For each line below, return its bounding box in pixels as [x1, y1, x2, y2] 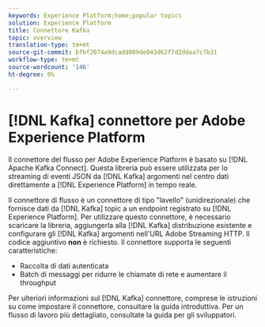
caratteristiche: [8, 245, 58, 255]
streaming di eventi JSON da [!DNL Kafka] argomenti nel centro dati [8, 171, 229, 181]
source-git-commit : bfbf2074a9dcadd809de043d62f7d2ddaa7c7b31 [8, 48, 218, 56]
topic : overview [8, 33, 62, 42]
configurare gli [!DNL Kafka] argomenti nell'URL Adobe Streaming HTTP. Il [8, 229, 251, 238]
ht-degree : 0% [8, 70, 55, 78]
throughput [19, 278, 57, 287]
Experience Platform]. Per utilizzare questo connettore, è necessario [8, 211, 231, 222]
